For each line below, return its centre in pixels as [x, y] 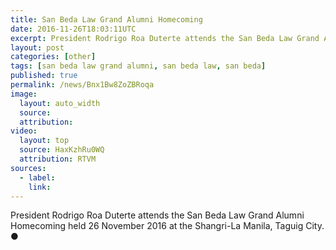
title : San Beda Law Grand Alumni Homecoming [106, 19]
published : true [44, 76]
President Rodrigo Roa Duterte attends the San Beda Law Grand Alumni [157, 215]
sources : [28, 168]
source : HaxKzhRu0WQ [62, 150]
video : [24, 131]
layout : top [44, 141]
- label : [37, 177]
